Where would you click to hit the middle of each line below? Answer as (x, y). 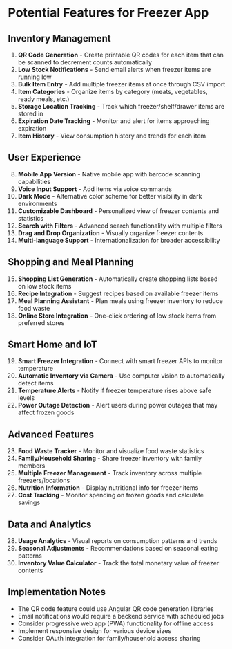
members (31, 466)
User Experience (45, 157)
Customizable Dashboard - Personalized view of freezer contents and (118, 211)
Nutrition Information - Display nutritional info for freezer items (108, 488)
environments (37, 203)
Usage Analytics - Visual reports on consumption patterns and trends (117, 541)
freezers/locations (44, 481)
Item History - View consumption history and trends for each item (112, 136)
